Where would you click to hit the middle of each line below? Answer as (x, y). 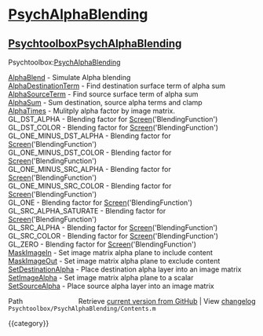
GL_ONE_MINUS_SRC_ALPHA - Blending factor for (89, 169)
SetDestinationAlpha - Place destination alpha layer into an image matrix (125, 269)
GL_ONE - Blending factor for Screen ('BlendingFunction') (100, 203)
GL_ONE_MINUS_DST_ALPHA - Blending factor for (89, 136)
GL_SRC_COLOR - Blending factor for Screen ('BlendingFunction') (113, 236)
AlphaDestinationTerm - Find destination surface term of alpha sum (117, 86)
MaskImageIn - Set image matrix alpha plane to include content (111, 252)
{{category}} (29, 323)
